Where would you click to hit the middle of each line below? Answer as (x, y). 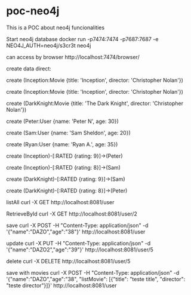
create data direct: (29, 68)
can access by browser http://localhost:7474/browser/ (73, 57)
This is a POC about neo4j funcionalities (56, 27)
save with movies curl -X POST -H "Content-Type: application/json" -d (93, 272)
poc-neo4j (33, 11)
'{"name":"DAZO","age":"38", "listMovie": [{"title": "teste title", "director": (96, 279)
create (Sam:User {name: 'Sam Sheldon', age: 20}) (68, 133)
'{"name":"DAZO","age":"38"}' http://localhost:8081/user (76, 232)
